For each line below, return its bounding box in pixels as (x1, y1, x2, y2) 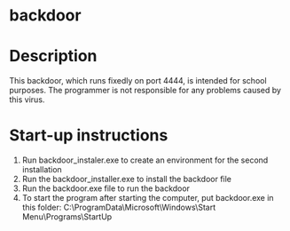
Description (9, 46, 98, 67)
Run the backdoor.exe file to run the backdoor (21, 183, 191, 194)
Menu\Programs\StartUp (21, 211, 113, 222)
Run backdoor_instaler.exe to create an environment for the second (21, 155, 269, 165)
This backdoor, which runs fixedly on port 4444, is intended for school (9, 76, 268, 86)
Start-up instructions (9, 125, 169, 146)
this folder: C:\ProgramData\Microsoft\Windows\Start (21, 202, 216, 213)
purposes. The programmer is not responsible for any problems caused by (9, 85, 282, 96)
